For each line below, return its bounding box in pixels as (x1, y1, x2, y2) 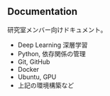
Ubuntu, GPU (17, 73, 57, 81)
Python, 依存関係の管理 (17, 49, 87, 58)
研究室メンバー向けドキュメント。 (7, 25, 107, 34)
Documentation (7, 6, 78, 18)
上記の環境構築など (17, 81, 75, 90)
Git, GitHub (17, 57, 50, 66)
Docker (17, 65, 40, 73)
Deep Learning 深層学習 (17, 41, 88, 49)
